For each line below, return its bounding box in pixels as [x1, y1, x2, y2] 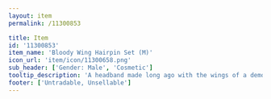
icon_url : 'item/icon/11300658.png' [8, 56, 131, 64]
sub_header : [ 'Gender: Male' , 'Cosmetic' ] [8, 64, 153, 72]
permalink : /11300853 [8, 19, 81, 27]
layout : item [8, 11, 52, 20]
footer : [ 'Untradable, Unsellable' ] [8, 78, 131, 87]
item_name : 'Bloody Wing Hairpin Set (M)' [8, 49, 153, 57]
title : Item [8, 34, 48, 42]
